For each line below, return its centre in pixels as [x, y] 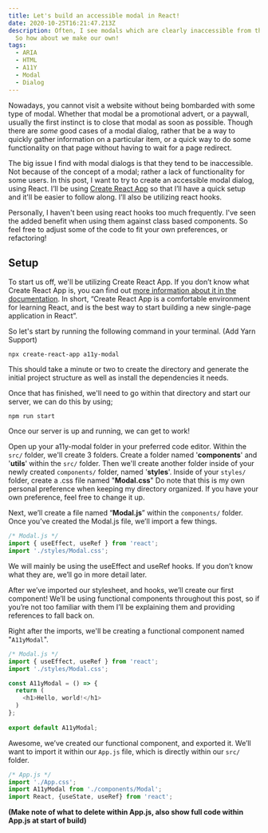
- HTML [26, 61]
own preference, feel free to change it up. [77, 497]
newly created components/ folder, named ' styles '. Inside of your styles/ [127, 472]
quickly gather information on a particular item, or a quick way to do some [130, 139]
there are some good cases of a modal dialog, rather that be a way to [122, 130]
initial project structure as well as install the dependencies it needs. [118, 378]
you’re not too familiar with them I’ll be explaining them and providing [122, 606]
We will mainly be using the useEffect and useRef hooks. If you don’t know [131, 566]
